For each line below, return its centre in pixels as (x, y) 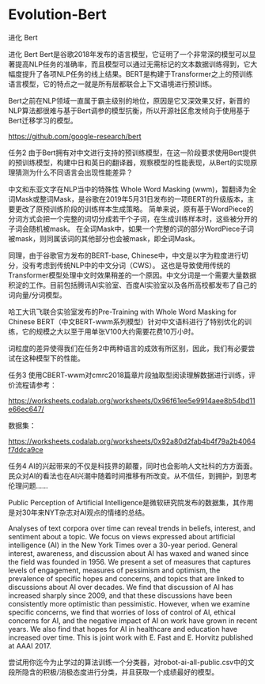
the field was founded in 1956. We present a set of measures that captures (130, 561)
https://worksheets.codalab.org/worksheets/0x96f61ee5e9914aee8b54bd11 (132, 400)
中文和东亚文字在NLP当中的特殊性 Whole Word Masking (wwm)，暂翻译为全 (132, 189)
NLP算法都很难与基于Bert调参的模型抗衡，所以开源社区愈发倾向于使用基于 (129, 110)
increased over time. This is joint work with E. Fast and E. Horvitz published (131, 637)
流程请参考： (36, 384)
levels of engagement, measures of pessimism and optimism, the (114, 570)
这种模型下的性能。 (53, 358)
